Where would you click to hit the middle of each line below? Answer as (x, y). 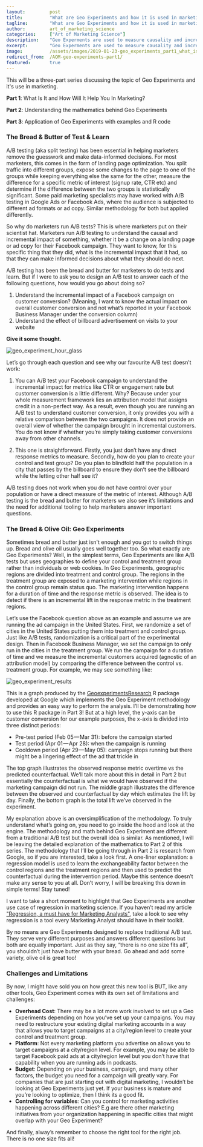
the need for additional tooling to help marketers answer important (89, 507)
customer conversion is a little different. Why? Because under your (98, 393)
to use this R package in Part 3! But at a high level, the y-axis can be (91, 713)
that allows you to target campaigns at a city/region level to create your (103, 1031)
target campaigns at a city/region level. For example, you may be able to (105, 1050)
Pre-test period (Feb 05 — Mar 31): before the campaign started (94, 737)
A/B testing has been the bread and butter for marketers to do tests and (95, 270)
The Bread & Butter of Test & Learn (58, 137)
